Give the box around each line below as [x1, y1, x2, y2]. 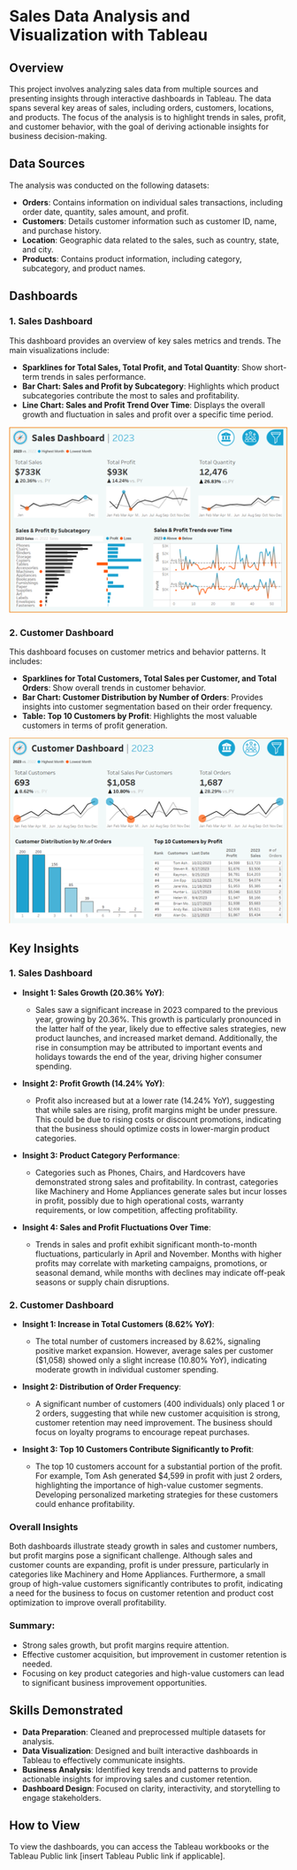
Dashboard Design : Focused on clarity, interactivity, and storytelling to [21, 1782, 281, 1794]
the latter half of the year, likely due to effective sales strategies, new [34, 1023, 287, 1033]
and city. [21, 243, 54, 254]
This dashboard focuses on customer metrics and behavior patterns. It [9, 646, 267, 657]
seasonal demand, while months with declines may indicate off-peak [34, 1267, 286, 1278]
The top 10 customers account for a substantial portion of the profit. [34, 1461, 283, 1472]
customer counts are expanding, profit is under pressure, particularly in [9, 1560, 270, 1571]
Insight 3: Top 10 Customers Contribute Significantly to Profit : [21, 1444, 255, 1455]
